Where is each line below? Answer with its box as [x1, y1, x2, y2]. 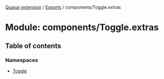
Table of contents [5, 41, 61, 50]
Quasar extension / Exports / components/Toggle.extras [5, 4, 121, 10]
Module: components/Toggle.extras [5, 22, 159, 33]
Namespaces [5, 56, 39, 63]
